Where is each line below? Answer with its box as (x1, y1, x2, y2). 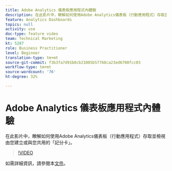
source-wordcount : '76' (5, 70, 56, 75)
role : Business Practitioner (5, 46, 68, 51)
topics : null (5, 22, 33, 27)
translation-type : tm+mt (5, 55, 58, 60)
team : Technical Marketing (5, 36, 63, 41)
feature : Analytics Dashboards (5, 17, 72, 22)
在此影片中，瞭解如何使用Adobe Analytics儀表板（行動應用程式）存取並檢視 (5, 133, 165, 139)
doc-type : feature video (5, 31, 58, 36)
